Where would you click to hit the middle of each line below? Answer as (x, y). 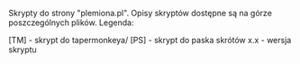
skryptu (23, 50)
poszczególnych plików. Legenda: (71, 23)
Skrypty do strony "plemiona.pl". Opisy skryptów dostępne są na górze (140, 13)
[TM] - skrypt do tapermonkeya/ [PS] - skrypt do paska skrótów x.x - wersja (150, 40)
